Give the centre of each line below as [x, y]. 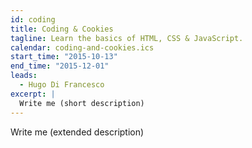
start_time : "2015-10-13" [64, 57]
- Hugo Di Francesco [62, 85]
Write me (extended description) [77, 132]
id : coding [33, 19]
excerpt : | [33, 94]
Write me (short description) [82, 103]
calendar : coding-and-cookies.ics [82, 47]
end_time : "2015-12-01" [60, 66]
